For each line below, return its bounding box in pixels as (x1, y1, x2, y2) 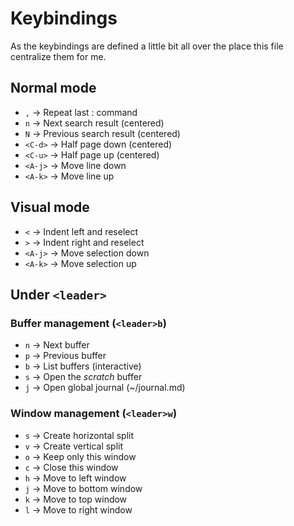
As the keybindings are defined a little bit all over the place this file (10, 40, 284, 52)
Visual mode (10, 199, 90, 216)
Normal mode (10, 80, 97, 97)
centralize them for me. (10, 50, 107, 62)
